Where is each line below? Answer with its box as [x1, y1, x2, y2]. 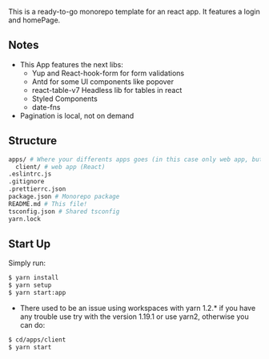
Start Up [8, 236, 50, 251]
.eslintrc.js [8, 170, 52, 179]
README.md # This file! [8, 200, 88, 208]
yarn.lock [8, 215, 42, 223]
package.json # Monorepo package [8, 192, 120, 200]
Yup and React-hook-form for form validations [31, 68, 185, 78]
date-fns [31, 102, 61, 111]
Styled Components [31, 94, 98, 103]
